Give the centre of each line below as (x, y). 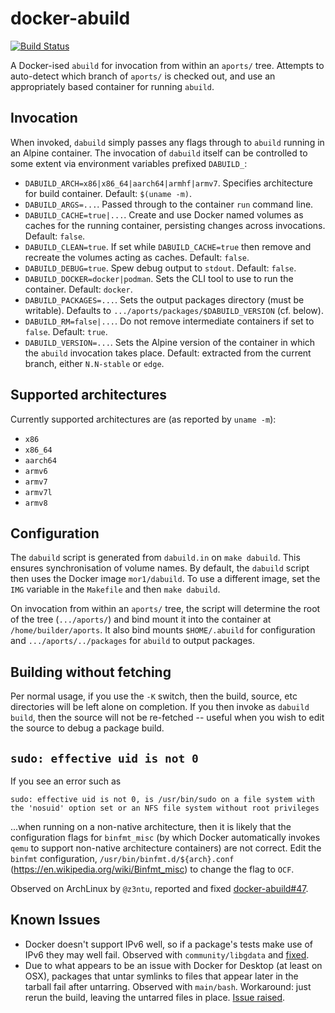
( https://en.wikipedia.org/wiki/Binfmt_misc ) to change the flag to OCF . (152, 869)
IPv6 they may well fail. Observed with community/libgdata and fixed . (167, 954)
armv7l (38, 492)
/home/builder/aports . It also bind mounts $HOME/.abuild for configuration (163, 630)
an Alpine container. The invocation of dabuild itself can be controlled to (159, 153)
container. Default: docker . (78, 289)
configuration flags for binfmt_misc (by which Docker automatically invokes (165, 837)
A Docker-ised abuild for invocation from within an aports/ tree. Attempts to (167, 65)
